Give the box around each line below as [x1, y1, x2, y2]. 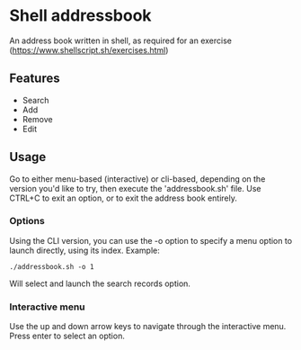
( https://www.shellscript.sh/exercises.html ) [9, 44, 169, 55]
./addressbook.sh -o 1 [9, 262, 94, 271]
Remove [22, 113, 53, 124]
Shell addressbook [9, 5, 152, 26]
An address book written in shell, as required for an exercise [9, 35, 232, 46]
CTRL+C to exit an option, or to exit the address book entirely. [9, 193, 238, 203]
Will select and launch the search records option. [9, 278, 191, 289]
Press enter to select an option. [9, 330, 126, 342]
